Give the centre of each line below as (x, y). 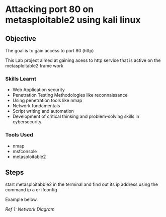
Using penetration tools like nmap (47, 100)
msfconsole (25, 151)
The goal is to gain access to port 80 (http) (50, 51)
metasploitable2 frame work (34, 66)
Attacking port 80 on (50, 9)
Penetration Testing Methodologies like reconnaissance (70, 95)
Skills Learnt (21, 79)
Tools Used (19, 135)
